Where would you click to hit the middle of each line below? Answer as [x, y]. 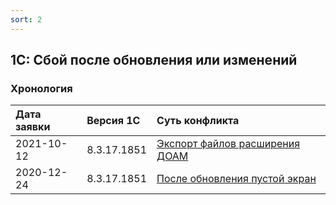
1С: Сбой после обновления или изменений [154, 60]
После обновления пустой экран [236, 179]
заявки [33, 127]
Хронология [41, 88]
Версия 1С [113, 121]
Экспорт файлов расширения [228, 144]
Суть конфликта [198, 121]
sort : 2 [26, 19]
